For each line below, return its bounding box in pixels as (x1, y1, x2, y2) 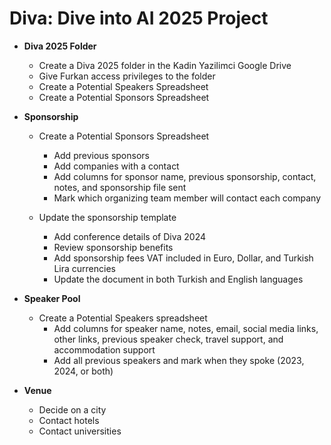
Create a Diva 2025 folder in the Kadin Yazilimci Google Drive (38, 59, 292, 71)
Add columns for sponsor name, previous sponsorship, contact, (53, 170, 317, 182)
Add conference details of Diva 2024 (53, 230, 206, 242)
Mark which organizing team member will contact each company (53, 192, 322, 204)
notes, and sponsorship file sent (53, 181, 187, 193)
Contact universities (38, 425, 122, 437)
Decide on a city (38, 403, 107, 416)
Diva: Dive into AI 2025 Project (9, 7, 269, 30)
